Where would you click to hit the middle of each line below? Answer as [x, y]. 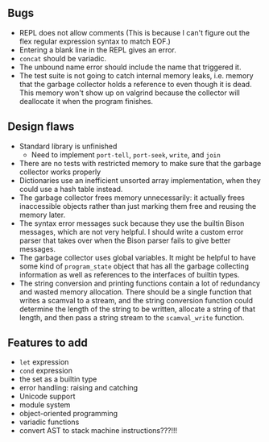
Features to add [48, 343]
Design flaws [41, 127]
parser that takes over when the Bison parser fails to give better [125, 240]
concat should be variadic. [62, 58]
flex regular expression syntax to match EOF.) [95, 41]
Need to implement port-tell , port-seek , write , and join [126, 154]
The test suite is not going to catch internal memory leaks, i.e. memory [137, 75]
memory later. [42, 215]
